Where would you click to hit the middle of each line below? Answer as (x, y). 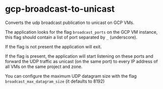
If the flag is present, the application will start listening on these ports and (79, 56)
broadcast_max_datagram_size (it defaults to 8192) (55, 81)
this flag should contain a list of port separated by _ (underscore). (71, 37)
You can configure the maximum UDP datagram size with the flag (71, 76)
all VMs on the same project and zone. (44, 67)
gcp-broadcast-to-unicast (60, 9)
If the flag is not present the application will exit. (53, 46)
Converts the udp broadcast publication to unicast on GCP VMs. (70, 22)
